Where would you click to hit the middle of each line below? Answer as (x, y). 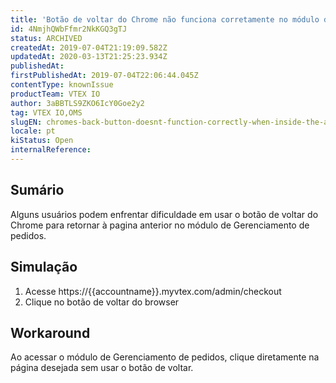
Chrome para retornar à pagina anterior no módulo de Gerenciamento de (160, 225)
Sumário (37, 190)
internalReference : (51, 150)
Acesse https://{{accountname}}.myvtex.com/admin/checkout (153, 291)
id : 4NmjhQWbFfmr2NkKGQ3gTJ (69, 29)
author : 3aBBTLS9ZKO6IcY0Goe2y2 (77, 103)
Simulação (44, 267)
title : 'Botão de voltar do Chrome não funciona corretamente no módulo (165, 19)
